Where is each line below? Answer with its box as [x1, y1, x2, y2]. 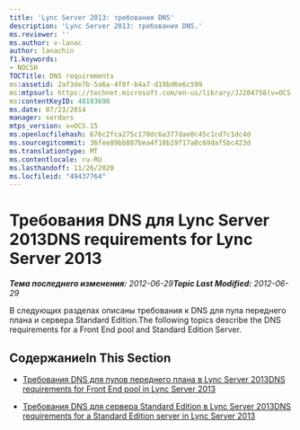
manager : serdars [9, 113, 75, 122]
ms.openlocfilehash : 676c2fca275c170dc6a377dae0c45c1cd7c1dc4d [9, 130, 251, 139]
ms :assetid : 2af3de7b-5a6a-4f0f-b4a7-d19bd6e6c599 [9, 80, 203, 89]
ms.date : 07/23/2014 [9, 105, 87, 114]
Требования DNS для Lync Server [9, 210, 269, 231]
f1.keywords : [9, 55, 58, 64]
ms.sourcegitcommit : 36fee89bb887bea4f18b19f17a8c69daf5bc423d [9, 138, 251, 147]
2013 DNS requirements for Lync [9, 230, 253, 250]
